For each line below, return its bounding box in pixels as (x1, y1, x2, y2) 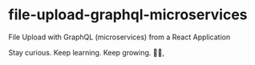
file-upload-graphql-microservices (8, 6, 248, 24)
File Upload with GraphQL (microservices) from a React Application (8, 32, 231, 42)
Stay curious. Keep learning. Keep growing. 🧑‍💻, (8, 47, 164, 57)
